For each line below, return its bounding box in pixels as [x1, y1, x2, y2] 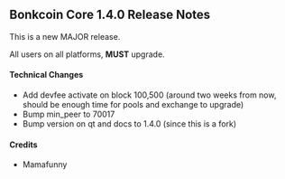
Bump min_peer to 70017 [22, 108, 115, 120]
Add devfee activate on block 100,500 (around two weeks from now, [22, 89, 277, 100]
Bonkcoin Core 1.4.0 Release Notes [9, 7, 211, 23]
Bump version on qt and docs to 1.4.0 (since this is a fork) [22, 118, 237, 129]
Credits [9, 139, 38, 150]
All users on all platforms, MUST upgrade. [9, 49, 165, 60]
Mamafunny [22, 159, 68, 170]
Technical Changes [9, 70, 84, 80]
